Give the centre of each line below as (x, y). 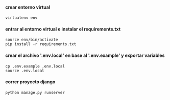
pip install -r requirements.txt (41, 44)
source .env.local (25, 71)
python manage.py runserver (35, 92)
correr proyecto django (30, 82)
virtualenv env (21, 18)
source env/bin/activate (32, 40)
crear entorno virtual (28, 7)
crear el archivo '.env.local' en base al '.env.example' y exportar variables (85, 55)
